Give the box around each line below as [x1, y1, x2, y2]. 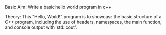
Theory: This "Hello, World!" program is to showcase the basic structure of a [5, 14, 162, 19]
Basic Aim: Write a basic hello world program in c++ [5, 4, 111, 10]
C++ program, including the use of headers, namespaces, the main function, [5, 19, 162, 25]
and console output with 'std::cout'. [5, 24, 77, 30]
